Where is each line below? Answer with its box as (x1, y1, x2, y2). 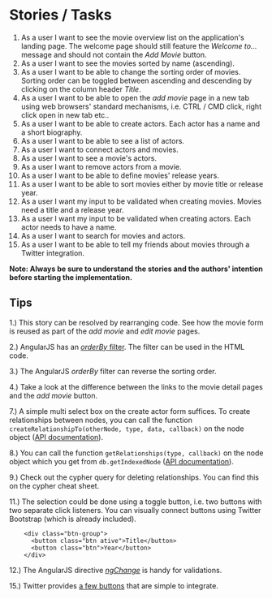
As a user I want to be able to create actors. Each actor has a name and (20, 119, 261, 128)
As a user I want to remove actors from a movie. (20, 162, 182, 171)
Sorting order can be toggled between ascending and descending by (20, 75, 253, 85)
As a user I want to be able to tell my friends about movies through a (20, 239, 250, 249)
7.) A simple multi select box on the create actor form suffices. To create (9, 406, 251, 416)
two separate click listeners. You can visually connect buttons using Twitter (9, 505, 261, 515)
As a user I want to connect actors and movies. (20, 144, 179, 154)
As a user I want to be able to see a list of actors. (20, 136, 185, 145)
